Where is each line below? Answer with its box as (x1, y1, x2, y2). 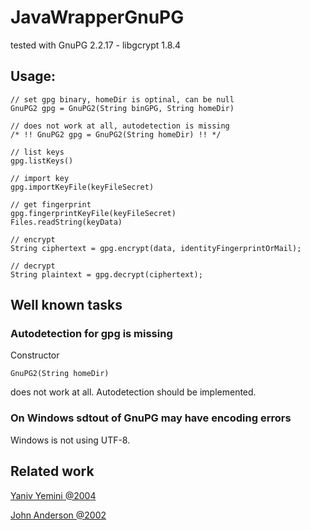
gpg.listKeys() (10, 156, 74, 166)
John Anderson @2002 (10, 509, 107, 521)
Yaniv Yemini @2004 (10, 489, 97, 501)
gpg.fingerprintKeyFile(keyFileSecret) (10, 208, 177, 218)
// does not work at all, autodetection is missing (10, 121, 230, 131)
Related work (10, 463, 95, 480)
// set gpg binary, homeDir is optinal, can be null (10, 94, 235, 105)
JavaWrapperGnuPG (10, 6, 185, 29)
